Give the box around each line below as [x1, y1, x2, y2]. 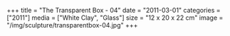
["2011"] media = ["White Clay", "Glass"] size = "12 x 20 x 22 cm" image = [6, 13, 224, 22]
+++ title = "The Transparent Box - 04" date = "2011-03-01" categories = [6, 6, 221, 14]
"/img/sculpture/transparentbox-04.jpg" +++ [6, 21, 138, 29]
